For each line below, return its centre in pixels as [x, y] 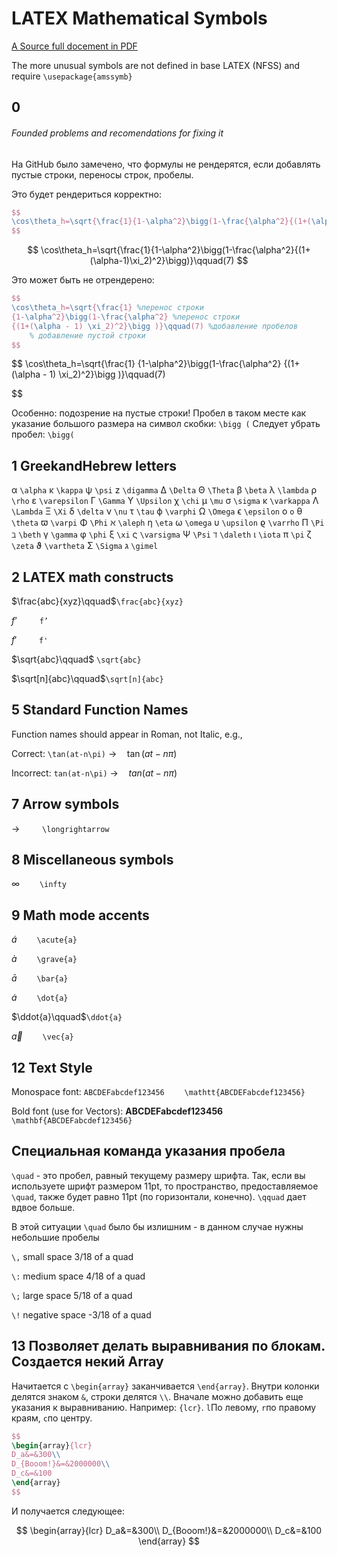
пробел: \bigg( [43, 434]
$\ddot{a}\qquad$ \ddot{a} [67, 1017]
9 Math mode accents [80, 915]
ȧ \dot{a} [40, 998]
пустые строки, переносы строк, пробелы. [102, 174]
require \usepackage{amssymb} [72, 76]
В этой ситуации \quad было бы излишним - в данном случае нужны [157, 1226]
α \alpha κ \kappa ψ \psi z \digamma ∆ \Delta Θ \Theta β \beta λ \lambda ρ [164, 490]
